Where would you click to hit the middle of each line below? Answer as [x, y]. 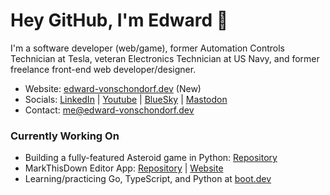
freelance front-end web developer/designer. [103, 69]
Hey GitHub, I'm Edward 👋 [119, 20]
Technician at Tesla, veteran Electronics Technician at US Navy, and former [165, 58]
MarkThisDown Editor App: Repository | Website [124, 168]
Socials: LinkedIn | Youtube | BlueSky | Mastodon [126, 99]
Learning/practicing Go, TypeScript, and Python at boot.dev [148, 179]
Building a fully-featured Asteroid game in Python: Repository [151, 158]
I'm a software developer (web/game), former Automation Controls [147, 48]
